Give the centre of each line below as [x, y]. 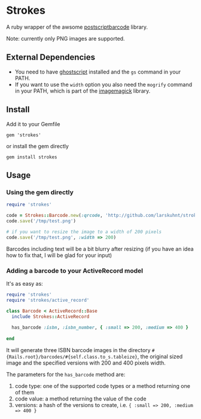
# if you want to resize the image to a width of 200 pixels [84, 232]
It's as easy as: [25, 283]
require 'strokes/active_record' [48, 300]
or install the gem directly [37, 146]
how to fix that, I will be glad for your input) [59, 255]
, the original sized [160, 356]
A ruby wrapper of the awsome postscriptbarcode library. [77, 27]
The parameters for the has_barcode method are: [66, 374]
